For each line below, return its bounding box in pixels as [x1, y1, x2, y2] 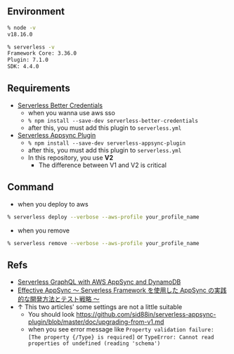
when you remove [17, 226, 70, 235]
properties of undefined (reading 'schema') [27, 340, 161, 347]
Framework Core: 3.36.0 [7, 50, 77, 57]
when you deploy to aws [17, 199, 89, 208]
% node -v [7, 24, 37, 31]
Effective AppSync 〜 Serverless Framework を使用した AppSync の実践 [17, 286, 227, 294]
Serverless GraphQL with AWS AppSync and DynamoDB [17, 277, 181, 287]
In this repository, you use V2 [27, 153, 114, 162]
